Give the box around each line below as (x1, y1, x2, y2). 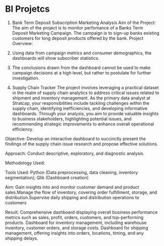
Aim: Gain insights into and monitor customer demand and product (5, 184, 140, 190)
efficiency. (12, 126, 33, 132)
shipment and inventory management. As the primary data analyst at (12, 95, 151, 101)
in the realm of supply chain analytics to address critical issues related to (12, 90, 160, 96)
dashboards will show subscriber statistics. (12, 55, 99, 61)
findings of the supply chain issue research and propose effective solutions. (5, 141, 158, 147)
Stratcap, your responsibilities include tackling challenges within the (12, 100, 150, 106)
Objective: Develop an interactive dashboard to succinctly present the (5, 136, 146, 142)
